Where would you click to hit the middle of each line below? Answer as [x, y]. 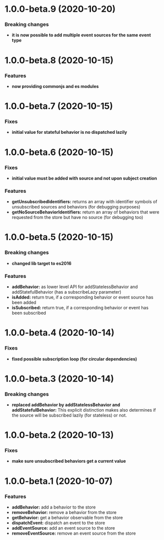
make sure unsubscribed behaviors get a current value [69, 461]
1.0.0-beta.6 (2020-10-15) [59, 152]
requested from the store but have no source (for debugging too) [77, 217]
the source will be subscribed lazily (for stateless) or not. [69, 415]
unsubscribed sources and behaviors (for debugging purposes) [76, 207]
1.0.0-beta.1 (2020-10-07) [59, 481]
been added [24, 302]
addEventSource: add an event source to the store [63, 528]
